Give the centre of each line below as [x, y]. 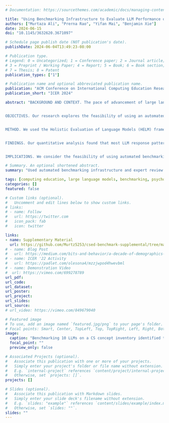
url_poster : [18, 292]
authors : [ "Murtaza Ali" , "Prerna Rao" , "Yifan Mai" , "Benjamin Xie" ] [81, 24]
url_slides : [18, 301]
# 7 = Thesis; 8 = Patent [32, 70]
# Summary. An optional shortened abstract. [53, 166]
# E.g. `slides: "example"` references [49, 403]
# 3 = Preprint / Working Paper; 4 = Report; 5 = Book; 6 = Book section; [85, 65]
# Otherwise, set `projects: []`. [44, 376]
